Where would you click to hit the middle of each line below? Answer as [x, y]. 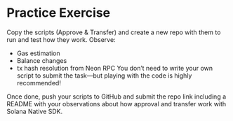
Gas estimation [38, 53]
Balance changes [42, 60]
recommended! [39, 83]
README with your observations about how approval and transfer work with [116, 104]
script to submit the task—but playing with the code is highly [104, 76]
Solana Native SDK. [35, 111]
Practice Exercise [59, 13]
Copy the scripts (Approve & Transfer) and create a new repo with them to [114, 32]
